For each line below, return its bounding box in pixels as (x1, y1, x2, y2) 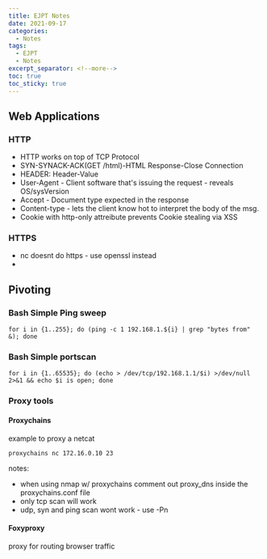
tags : (8, 42, 27, 50)
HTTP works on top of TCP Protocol (19, 152, 140, 162)
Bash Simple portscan (8, 351, 97, 362)
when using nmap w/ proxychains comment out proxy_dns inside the (19, 479, 248, 489)
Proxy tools (8, 396, 54, 407)
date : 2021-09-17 (8, 19, 67, 28)
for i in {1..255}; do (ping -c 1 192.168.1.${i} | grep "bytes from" (8, 325, 251, 334)
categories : (8, 27, 48, 35)
